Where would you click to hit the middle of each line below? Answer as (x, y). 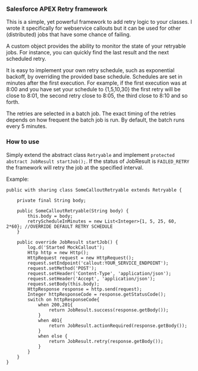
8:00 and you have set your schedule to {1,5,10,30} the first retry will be (93, 89)
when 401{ (50, 320)
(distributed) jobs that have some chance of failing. (69, 35)
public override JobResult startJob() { (67, 242)
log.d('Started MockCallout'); (66, 247)
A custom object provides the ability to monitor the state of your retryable (96, 46)
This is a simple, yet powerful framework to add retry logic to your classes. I (99, 22)
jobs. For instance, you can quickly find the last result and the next (88, 52)
